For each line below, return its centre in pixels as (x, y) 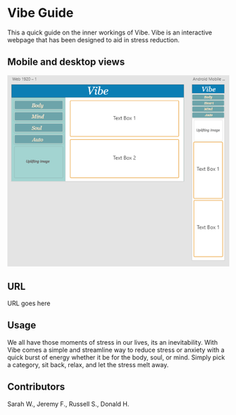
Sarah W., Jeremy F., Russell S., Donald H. (68, 404)
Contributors (36, 387)
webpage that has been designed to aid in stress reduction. (93, 39)
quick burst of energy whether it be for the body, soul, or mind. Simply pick (116, 357)
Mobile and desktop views (66, 62)
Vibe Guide (41, 13)
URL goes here (29, 303)
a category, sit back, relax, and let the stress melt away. (88, 364)
